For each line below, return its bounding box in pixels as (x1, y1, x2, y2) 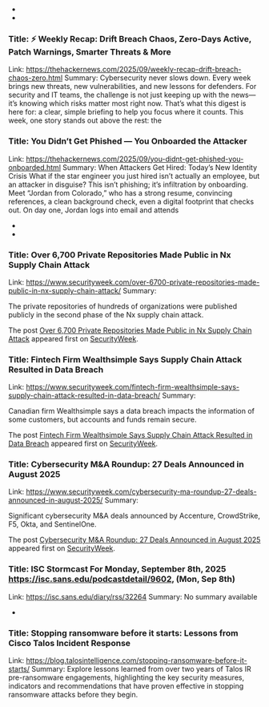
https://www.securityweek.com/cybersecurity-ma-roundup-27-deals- (26, 487, 258, 497)
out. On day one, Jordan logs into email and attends (8, 205, 179, 215)
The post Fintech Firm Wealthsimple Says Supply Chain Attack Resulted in (8, 430, 253, 440)
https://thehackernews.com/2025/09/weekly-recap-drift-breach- (26, 65, 242, 75)
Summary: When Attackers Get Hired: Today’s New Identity (62, 162, 258, 172)
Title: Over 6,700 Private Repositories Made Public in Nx (8, 249, 231, 261)
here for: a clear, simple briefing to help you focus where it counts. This (8, 107, 244, 117)
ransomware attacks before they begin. (8, 690, 139, 700)
